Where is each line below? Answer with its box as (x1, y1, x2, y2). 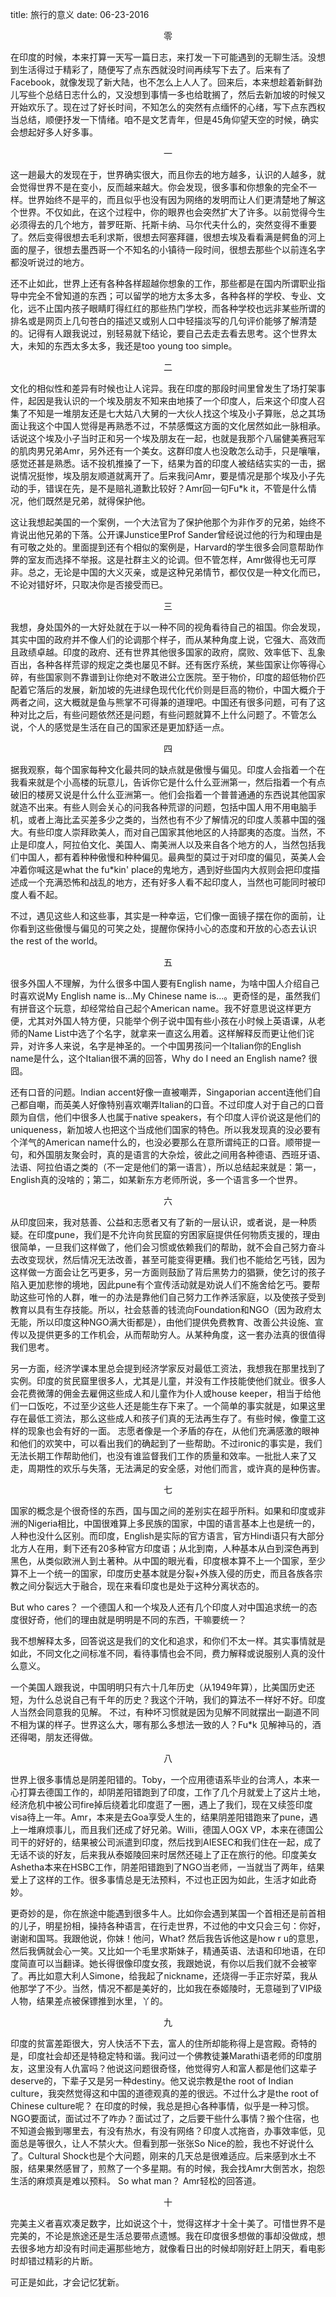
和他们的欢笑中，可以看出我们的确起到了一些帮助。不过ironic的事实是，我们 (10, 1438, 323, 1449)
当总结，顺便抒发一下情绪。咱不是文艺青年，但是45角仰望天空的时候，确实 (10, 114, 320, 125)
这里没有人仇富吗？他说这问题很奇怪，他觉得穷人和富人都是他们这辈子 (27, 2063, 317, 2074)
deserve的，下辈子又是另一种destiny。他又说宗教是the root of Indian (10, 2075, 294, 2087)
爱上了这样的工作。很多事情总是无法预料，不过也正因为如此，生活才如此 (10, 1874, 308, 1885)
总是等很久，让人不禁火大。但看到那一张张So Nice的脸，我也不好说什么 (18, 2138, 315, 2149)
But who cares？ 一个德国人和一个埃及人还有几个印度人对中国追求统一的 (10, 1601, 309, 1613)
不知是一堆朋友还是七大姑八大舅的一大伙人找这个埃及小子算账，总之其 (27, 408, 317, 419)
